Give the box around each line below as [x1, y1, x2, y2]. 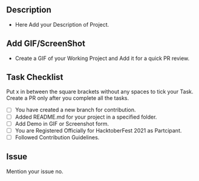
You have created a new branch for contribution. [15, 106, 136, 114]
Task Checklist [6, 72, 64, 82]
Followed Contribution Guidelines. [15, 133, 100, 141]
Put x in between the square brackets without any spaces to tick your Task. [6, 88, 194, 96]
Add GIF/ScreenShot [6, 39, 86, 49]
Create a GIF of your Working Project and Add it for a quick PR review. [15, 54, 190, 62]
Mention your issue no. [6, 168, 64, 175]
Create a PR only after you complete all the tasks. [6, 94, 129, 102]
